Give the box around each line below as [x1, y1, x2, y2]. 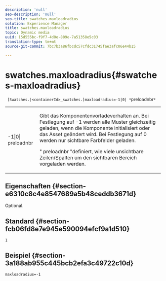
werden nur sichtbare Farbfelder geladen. [39, 137, 136, 143]
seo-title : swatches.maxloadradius [5, 16, 79, 21]
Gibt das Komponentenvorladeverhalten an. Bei [39, 112, 149, 119]
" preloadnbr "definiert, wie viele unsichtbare [39, 148, 144, 155]
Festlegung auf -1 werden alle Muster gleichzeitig [39, 118, 156, 125]
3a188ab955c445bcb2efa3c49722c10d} [5, 259, 134, 267]
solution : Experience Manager [5, 21, 68, 26]
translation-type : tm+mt [5, 39, 56, 44]
